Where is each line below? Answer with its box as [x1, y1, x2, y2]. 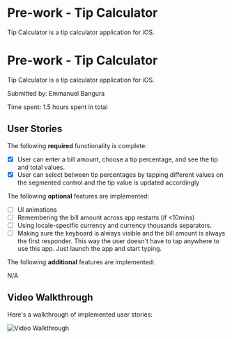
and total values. [17, 163, 65, 171]
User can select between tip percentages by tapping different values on [17, 170, 224, 179]
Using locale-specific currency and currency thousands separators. [17, 221, 212, 229]
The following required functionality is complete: [7, 141, 148, 150]
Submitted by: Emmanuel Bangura [7, 89, 105, 97]
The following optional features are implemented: [7, 192, 150, 200]
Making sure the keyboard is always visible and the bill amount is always [17, 229, 226, 237]
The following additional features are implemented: [7, 258, 155, 266]
